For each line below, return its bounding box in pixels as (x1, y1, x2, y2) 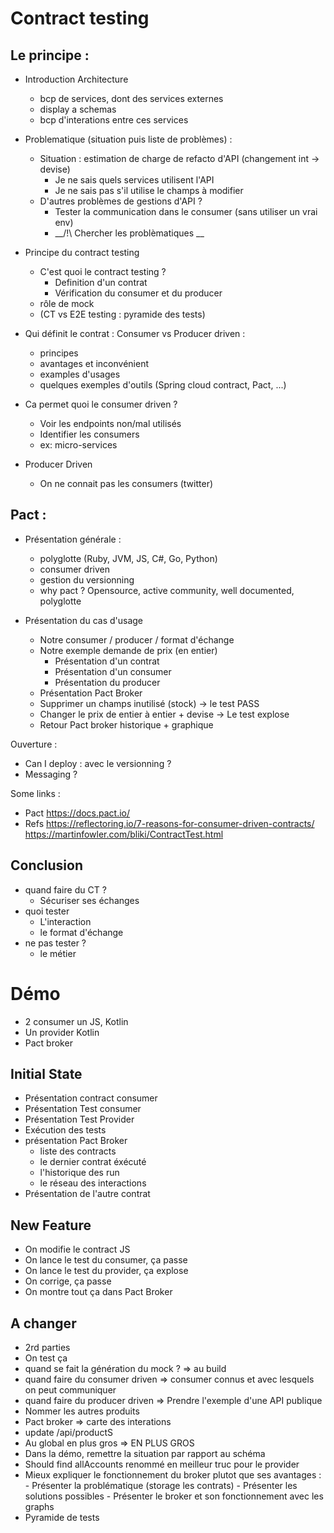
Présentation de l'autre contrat (24, 1188, 151, 1200)
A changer (10, 1315, 77, 1332)
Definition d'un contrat (54, 277, 148, 288)
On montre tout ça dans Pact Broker (24, 1286, 173, 1298)
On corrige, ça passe (24, 1275, 112, 1287)
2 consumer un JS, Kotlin (24, 1015, 129, 1027)
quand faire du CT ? (24, 883, 107, 896)
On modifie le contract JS (24, 1243, 131, 1256)
